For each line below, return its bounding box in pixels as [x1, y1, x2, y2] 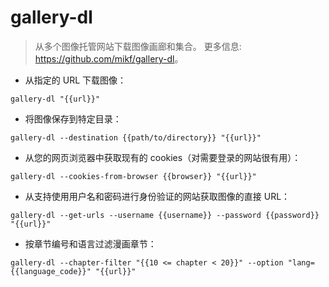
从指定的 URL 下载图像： [24, 74, 127, 86]
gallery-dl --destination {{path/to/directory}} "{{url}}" [10, 132, 262, 143]
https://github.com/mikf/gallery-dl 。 [34, 52, 184, 65]
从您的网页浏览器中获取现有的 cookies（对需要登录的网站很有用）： [24, 151, 302, 163]
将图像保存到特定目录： [24, 112, 122, 125]
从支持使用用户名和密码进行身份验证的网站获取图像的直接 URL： [24, 190, 291, 202]
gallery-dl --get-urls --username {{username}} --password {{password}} [10, 210, 320, 220]
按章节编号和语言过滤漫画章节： [24, 237, 157, 250]
